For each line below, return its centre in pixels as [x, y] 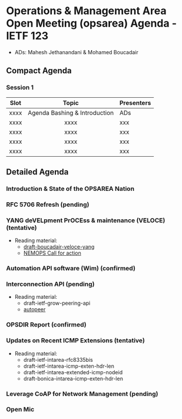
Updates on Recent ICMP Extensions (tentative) [76, 341]
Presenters [135, 103]
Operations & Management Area [86, 11]
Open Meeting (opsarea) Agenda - [91, 23]
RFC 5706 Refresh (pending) [48, 204]
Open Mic [20, 410]
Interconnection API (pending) [50, 284]
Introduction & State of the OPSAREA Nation [70, 189]
